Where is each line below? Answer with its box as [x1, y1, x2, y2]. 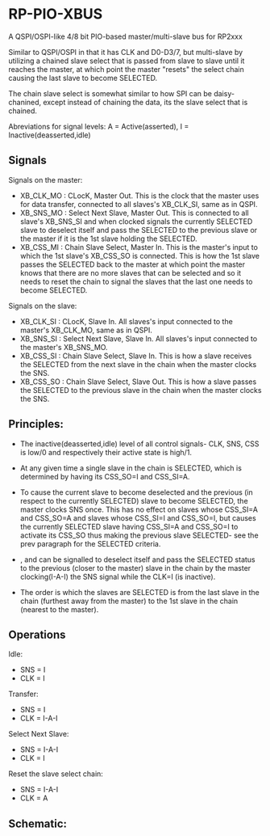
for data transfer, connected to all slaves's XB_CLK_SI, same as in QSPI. [19, 199, 258, 209]
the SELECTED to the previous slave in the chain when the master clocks [19, 385, 262, 395]
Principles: [8, 417, 64, 431]
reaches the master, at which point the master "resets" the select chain [8, 64, 244, 74]
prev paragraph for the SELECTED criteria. [19, 538, 161, 548]
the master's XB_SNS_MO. [19, 342, 108, 352]
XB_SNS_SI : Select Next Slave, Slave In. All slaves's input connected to [19, 333, 258, 344]
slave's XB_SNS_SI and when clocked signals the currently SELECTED [19, 216, 253, 226]
